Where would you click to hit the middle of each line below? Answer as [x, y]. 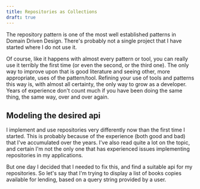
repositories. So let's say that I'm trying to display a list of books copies [94, 173]
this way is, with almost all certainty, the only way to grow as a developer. [96, 84]
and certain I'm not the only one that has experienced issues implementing [98, 149]
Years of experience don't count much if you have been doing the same [94, 90]
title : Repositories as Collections [52, 12]
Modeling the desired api [53, 115]
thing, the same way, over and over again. [58, 97]
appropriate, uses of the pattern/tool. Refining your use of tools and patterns [100, 78]
